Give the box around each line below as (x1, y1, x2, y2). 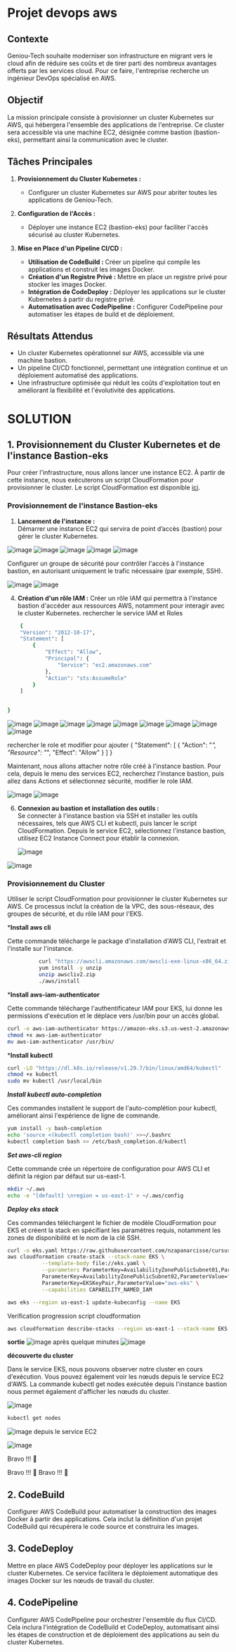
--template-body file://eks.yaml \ (41, 1260, 146, 1267)
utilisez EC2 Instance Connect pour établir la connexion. (17, 834, 181, 843)
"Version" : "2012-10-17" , (20, 629, 96, 636)
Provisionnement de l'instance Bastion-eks (7, 501, 158, 511)
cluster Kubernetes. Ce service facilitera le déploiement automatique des (7, 1568, 218, 1577)
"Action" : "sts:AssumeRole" (44, 674, 128, 681)
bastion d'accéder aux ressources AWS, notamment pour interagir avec (17, 601, 225, 610)
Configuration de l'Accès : (17, 209, 96, 217)
